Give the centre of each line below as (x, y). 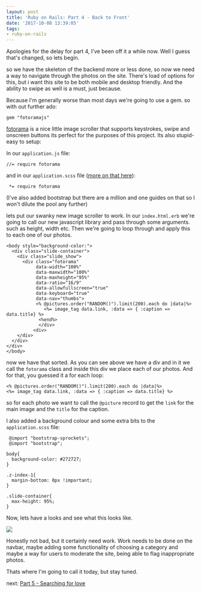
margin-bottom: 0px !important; (52, 480)
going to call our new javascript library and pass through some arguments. (98, 222)
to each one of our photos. (39, 235)
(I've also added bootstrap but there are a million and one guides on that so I (100, 198)
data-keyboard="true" (63, 293)
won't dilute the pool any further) (47, 204)
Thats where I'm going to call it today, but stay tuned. (72, 572)
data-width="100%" (59, 267)
